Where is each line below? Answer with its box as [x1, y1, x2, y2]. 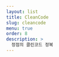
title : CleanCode [6, 14, 49, 20]
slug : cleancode [6, 20, 46, 26]
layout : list [6, 8, 38, 15]
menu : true [6, 25, 33, 31]
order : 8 [6, 31, 28, 37]
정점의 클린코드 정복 [11, 42, 54, 48]
